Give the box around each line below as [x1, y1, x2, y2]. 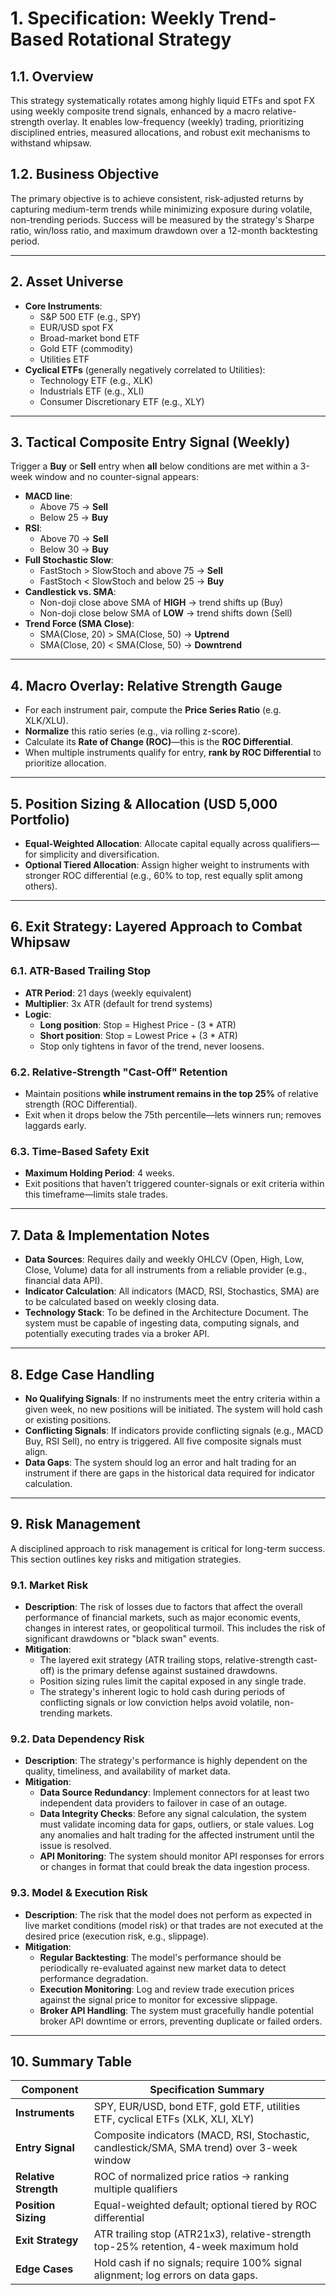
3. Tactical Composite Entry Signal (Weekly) [10, 434, 291, 451]
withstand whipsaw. [10, 137, 92, 149]
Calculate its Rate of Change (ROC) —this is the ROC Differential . [24, 736, 293, 748]
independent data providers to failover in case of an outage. [39, 1797, 287, 1809]
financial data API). [24, 1275, 103, 1287]
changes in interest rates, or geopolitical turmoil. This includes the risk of [24, 1622, 326, 1634]
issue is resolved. [39, 1840, 112, 1852]
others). [24, 880, 58, 892]
